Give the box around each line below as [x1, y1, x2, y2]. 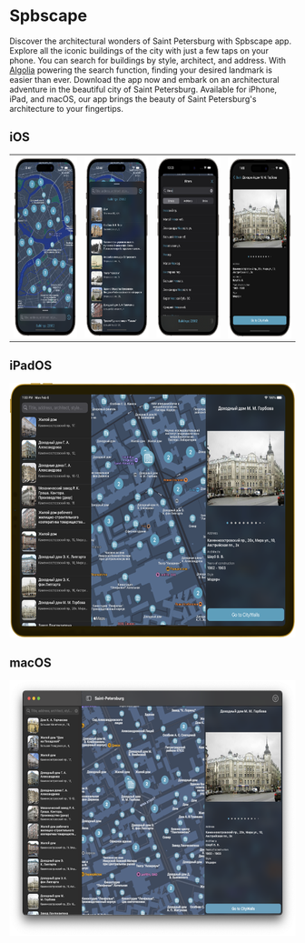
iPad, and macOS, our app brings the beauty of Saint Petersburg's [9, 93, 257, 105]
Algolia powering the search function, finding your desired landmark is [9, 65, 272, 75]
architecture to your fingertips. [9, 103, 124, 114]
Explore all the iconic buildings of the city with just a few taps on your [9, 45, 270, 55]
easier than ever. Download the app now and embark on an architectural [9, 74, 280, 85]
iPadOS [9, 358, 53, 374]
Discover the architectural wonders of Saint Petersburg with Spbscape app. [9, 35, 292, 46]
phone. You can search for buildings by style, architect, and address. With [9, 55, 287, 65]
